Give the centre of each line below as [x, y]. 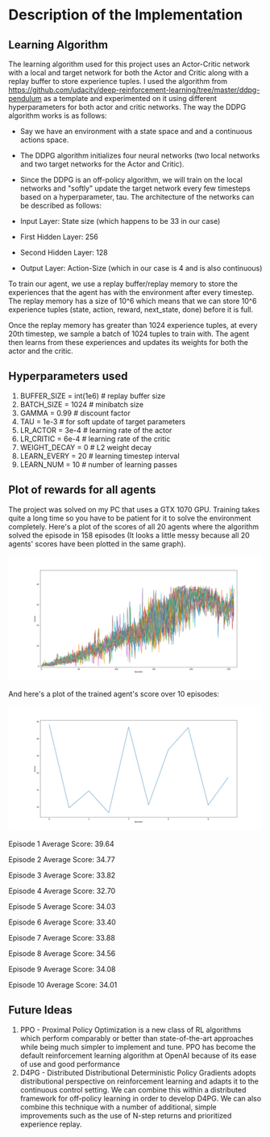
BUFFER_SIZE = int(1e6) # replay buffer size [93, 396]
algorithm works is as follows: [58, 116]
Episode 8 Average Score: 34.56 [62, 953]
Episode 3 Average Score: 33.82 [62, 875]
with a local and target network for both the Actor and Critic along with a [129, 73]
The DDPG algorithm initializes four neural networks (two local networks [140, 156]
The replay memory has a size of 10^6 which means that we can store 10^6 [133, 301]
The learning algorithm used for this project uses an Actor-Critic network [129, 64]
